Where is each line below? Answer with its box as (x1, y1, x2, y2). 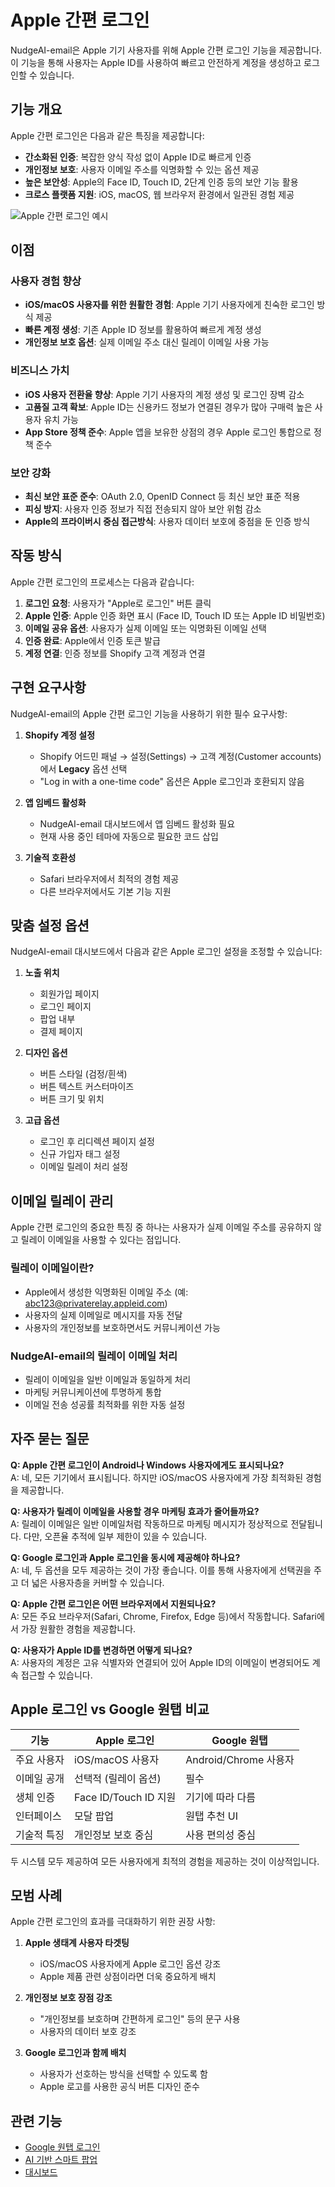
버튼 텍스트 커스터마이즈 (39, 1081, 135, 1093)
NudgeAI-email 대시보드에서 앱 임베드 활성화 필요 (39, 817, 236, 830)
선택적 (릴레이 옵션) (73, 1771, 162, 1785)
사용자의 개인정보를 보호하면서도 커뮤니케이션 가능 (24, 1321, 221, 1333)
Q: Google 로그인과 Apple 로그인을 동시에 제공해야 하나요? (10, 1551, 241, 1563)
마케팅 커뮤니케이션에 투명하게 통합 (24, 1386, 162, 1398)
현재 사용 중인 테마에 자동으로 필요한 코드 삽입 (39, 830, 219, 842)
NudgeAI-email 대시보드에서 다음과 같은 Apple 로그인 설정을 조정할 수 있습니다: (10, 946, 323, 958)
